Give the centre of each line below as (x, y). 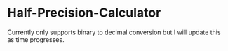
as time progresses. (36, 39)
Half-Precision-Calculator (84, 13)
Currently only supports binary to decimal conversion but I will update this (114, 32)
